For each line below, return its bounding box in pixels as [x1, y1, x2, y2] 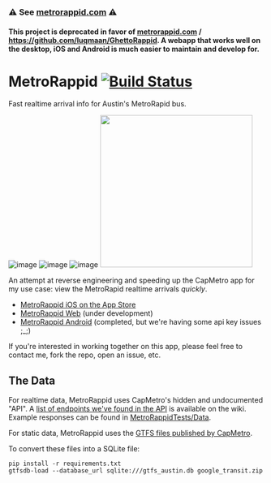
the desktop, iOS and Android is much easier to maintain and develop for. [8, 44, 260, 54]
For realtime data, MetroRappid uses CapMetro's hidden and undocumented [8, 395, 264, 405]
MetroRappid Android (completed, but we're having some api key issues [19, 317, 262, 327]
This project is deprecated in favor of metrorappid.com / [8, 27, 202, 37]
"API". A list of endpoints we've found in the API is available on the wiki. [8, 404, 247, 414]
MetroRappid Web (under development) [19, 308, 153, 318]
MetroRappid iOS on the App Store [19, 300, 136, 310]
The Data [8, 373, 55, 387]
